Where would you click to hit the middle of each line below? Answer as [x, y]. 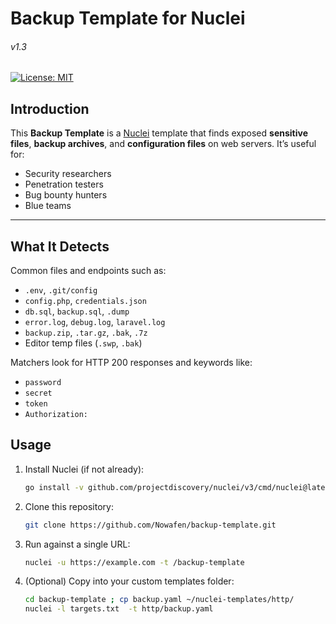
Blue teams [48, 206]
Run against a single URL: [77, 544]
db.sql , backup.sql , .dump [77, 311]
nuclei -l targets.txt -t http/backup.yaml [119, 609]
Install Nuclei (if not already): [84, 469]
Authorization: [56, 415]
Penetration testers [64, 184]
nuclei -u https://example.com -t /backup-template [134, 562]
